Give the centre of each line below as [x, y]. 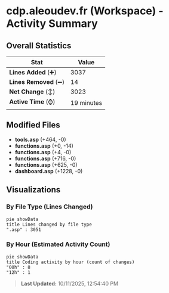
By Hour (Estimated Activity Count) [58, 244]
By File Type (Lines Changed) [50, 207]
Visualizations [33, 190]
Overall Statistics [39, 46]
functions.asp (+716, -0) [45, 158]
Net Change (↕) [32, 92]
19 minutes [86, 102]
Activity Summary [52, 24]
